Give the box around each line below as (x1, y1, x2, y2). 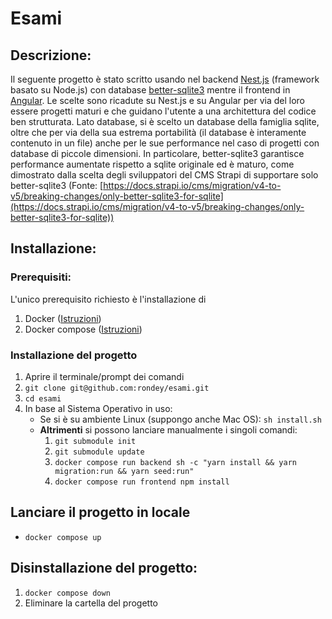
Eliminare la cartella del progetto (24, 597, 159, 609)
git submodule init (54, 436, 137, 446)
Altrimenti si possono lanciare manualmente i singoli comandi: (39, 423, 298, 436)
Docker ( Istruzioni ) (24, 312, 102, 324)
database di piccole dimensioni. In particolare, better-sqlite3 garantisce (10, 148, 305, 159)
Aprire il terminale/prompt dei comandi (24, 370, 185, 382)
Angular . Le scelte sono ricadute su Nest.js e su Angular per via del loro (10, 95, 305, 106)
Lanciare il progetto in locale (10, 504, 191, 521)
